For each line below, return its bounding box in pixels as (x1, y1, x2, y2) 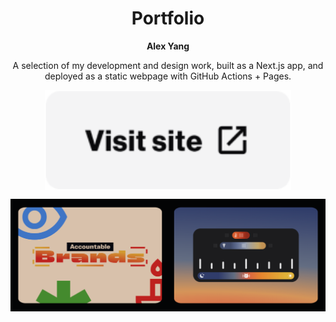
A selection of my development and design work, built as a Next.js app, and (12, 59, 324, 71)
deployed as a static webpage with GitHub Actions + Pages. (44, 70, 292, 82)
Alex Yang (146, 40, 190, 52)
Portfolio (131, 7, 205, 30)
